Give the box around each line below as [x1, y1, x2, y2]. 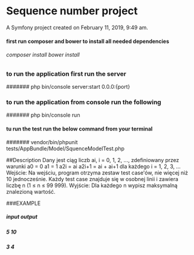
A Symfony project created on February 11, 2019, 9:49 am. [6, 24, 149, 31]
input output [6, 213, 37, 220]
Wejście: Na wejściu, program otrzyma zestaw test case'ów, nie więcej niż [6, 169, 189, 176]
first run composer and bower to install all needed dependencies [6, 38, 170, 45]
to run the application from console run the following [6, 98, 162, 107]
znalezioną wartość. [6, 188, 55, 195]
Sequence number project [6, 4, 138, 18]
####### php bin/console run [6, 111, 80, 119]
